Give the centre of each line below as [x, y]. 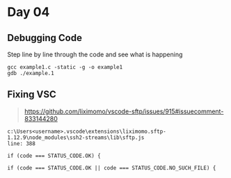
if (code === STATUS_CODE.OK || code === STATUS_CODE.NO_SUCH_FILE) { [112, 168]
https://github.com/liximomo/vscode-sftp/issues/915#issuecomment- [124, 111]
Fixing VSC [32, 95]
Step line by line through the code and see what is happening [95, 54]
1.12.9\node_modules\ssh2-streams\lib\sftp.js [76, 137]
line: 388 [22, 143]
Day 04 [29, 12]
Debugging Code [45, 38]
